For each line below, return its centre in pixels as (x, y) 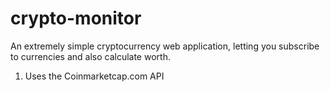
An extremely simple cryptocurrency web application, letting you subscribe (165, 46)
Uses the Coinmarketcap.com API (94, 76)
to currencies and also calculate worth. (90, 56)
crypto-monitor (76, 18)
